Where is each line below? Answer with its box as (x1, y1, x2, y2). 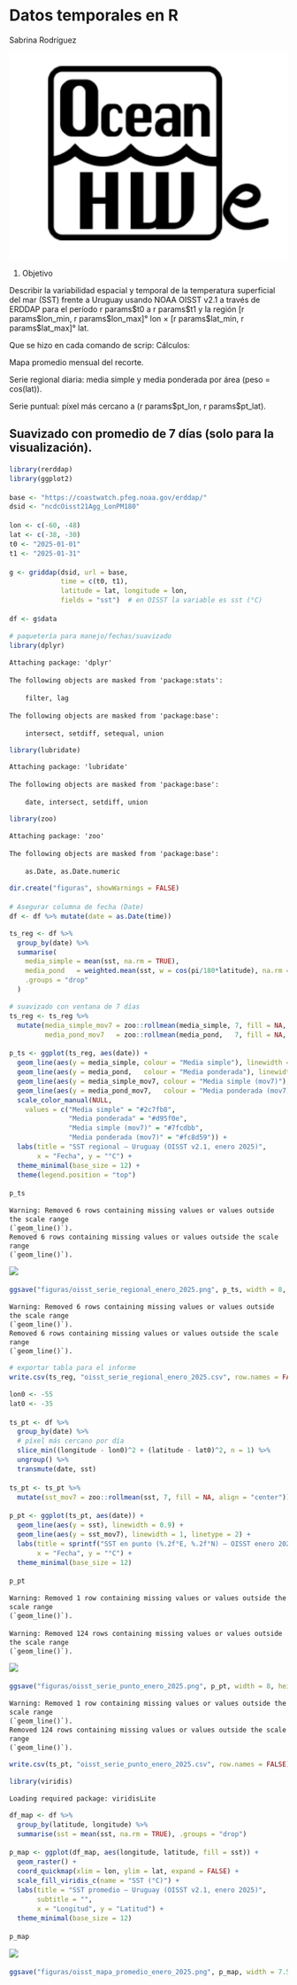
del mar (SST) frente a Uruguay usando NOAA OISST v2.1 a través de (9, 294, 261, 306)
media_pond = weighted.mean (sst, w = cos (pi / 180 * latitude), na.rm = (25, 967, 291, 976)
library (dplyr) (9, 641, 65, 650)
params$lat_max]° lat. (9, 323, 90, 333)
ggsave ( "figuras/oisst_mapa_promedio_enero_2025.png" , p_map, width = (9, 1968, 275, 1977)
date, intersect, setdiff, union (25, 798, 148, 807)
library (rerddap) (9, 464, 73, 474)
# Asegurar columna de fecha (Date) (9, 903, 144, 912)
